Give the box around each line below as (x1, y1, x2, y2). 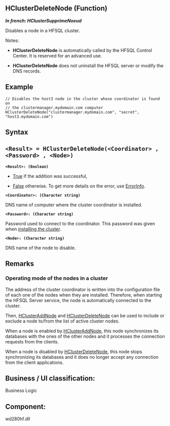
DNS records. (12, 68, 41, 74)
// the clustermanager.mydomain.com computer (5, 105, 103, 110)
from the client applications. (5, 359, 64, 365)
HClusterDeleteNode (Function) (5, 4, 108, 13)
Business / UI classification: (5, 374, 95, 383)
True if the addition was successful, (12, 173, 88, 179)
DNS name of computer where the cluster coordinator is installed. (5, 201, 143, 208)
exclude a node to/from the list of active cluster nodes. (5, 318, 120, 324)
